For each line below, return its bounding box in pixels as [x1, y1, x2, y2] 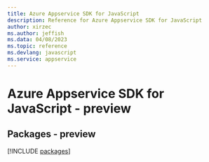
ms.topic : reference [7, 43, 68, 50]
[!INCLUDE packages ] [7, 147, 71, 155]
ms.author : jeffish [7, 29, 65, 37]
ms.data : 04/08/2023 [7, 36, 68, 43]
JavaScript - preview [7, 101, 132, 116]
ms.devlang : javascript [7, 50, 77, 57]
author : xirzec [7, 23, 52, 30]
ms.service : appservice [7, 56, 77, 63]
